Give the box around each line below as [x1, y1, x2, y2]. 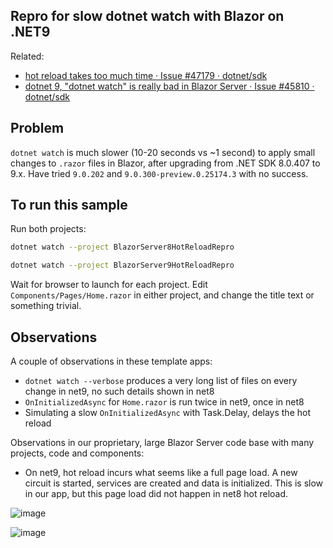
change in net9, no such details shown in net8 [24, 385, 215, 397]
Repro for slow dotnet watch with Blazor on [10, 8, 285, 25]
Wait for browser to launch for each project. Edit [10, 279, 208, 291]
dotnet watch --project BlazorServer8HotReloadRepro [10, 242, 235, 253]
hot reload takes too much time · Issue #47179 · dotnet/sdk [24, 69, 268, 81]
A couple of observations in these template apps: [10, 355, 213, 367]
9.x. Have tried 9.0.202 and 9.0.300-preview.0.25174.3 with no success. [10, 167, 309, 179]
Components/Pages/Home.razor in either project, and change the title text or [10, 289, 315, 301]
